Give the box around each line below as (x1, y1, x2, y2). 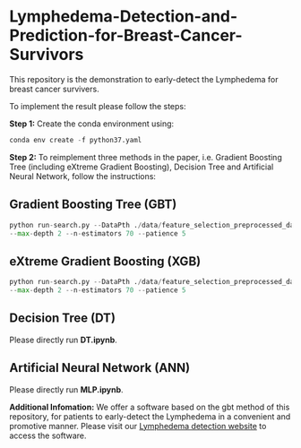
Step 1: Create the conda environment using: (9, 118, 175, 129)
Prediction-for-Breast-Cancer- (9, 25, 244, 46)
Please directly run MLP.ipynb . (9, 383, 124, 395)
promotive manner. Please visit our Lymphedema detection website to (9, 420, 267, 431)
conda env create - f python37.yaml (9, 135, 142, 144)
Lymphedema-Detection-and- (9, 6, 238, 27)
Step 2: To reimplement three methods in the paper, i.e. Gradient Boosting (9, 151, 282, 162)
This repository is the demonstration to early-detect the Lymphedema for (9, 73, 279, 84)
